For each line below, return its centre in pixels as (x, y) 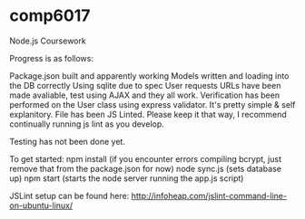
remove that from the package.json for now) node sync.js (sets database (145, 168)
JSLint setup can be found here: (69, 195)
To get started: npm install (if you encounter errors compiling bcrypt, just (145, 158)
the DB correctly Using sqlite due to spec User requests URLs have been (145, 85)
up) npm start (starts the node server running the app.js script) (127, 178)
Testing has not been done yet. (67, 141)
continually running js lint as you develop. (87, 124)
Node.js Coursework (48, 41)
